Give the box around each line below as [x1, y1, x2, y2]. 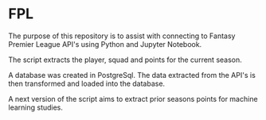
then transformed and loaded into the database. [8, 79, 166, 88]
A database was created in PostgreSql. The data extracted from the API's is [8, 70, 256, 79]
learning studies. [8, 103, 64, 112]
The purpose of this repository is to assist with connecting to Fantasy [8, 31, 236, 41]
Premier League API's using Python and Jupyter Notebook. [8, 39, 202, 48]
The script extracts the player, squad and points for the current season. [8, 55, 243, 64]
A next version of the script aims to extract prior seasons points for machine [8, 94, 258, 103]
